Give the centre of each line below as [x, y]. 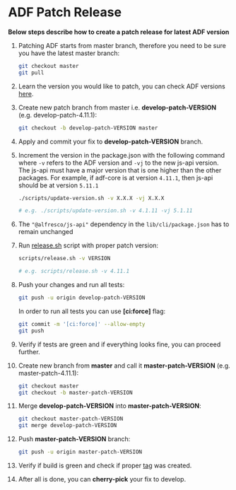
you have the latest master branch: [69, 53]
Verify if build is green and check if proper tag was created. [105, 466]
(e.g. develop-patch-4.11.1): [58, 115]
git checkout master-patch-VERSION [71, 419]
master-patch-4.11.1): [48, 373]
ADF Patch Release [65, 12]
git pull [31, 72]
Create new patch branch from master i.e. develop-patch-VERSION [117, 107]
